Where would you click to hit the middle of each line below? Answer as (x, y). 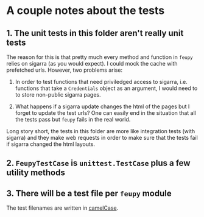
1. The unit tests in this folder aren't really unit (95, 33)
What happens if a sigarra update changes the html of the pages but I (102, 106)
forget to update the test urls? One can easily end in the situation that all (105, 113)
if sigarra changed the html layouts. (51, 144)
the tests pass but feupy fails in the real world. (73, 119)
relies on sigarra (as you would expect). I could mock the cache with (92, 64)
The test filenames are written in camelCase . (62, 208)
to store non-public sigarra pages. (58, 95)
